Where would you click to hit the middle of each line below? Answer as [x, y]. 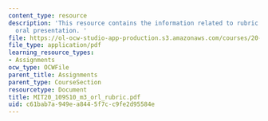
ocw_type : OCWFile [39, 68]
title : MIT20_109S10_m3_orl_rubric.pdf [75, 97]
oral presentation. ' [51, 30]
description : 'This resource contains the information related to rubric [134, 23]
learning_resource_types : [51, 53]
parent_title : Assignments [53, 75]
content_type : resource [48, 16]
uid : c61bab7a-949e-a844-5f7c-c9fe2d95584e [82, 104]
